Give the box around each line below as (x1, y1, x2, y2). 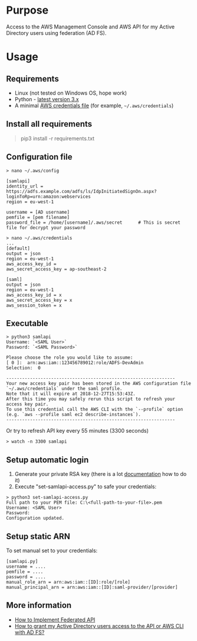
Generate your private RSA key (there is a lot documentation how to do (14, 471, 187, 478)
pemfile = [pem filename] (6, 214, 70, 220)
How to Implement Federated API (14, 616, 96, 623)
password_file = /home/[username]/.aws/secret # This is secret (6, 220, 181, 226)
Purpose (6, 4, 49, 17)
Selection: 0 (6, 365, 41, 371)
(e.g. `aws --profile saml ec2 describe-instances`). (6, 412, 142, 418)
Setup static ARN (6, 531, 71, 542)
